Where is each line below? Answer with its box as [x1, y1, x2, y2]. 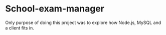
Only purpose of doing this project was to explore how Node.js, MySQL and [5, 19, 161, 25]
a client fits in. [5, 24, 34, 30]
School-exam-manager [5, 3, 104, 14]
